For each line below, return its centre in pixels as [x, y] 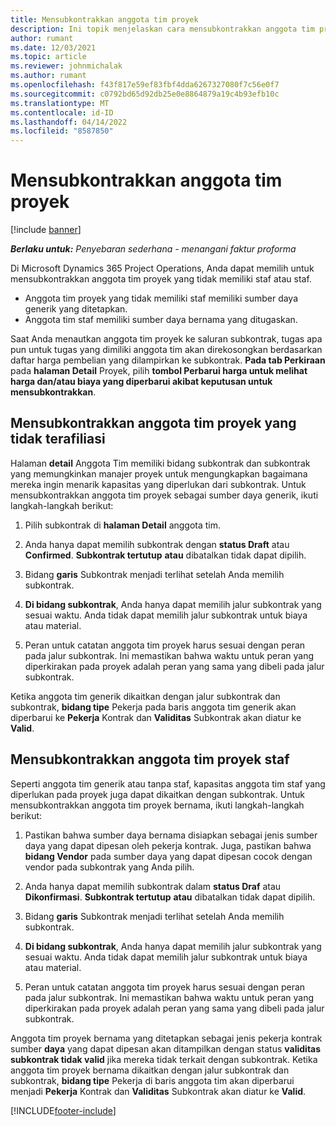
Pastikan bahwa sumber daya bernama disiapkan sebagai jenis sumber [171, 835]
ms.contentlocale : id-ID [62, 112]
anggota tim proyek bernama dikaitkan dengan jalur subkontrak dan [150, 1070]
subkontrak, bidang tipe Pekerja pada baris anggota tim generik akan [153, 707]
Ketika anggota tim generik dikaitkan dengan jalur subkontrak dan [145, 696]
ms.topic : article [48, 57]
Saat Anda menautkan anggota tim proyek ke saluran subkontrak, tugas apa [166, 339]
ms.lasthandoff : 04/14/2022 [69, 122]
